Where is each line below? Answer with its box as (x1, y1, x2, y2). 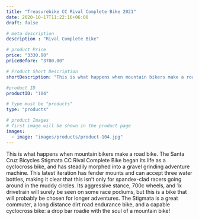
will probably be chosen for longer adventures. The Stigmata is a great (6, 194, 178, 202)
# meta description (6, 30, 54, 36)
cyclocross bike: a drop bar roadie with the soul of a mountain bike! (6, 207, 171, 214)
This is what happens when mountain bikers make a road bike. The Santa (6, 150, 185, 158)
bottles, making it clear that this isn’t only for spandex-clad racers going (6, 175, 182, 183)
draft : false (6, 20, 38, 26)
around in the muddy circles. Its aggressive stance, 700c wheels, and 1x (6, 182, 182, 189)
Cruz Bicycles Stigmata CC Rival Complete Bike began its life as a (6, 156, 166, 164)
